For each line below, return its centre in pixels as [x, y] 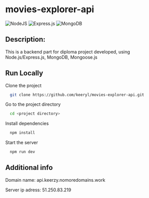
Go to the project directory [33, 104]
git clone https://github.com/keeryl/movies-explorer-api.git [77, 95]
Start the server [22, 143]
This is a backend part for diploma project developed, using [68, 51]
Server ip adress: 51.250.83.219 [38, 190]
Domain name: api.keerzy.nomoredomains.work [55, 180]
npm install [23, 133]
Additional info [29, 168]
